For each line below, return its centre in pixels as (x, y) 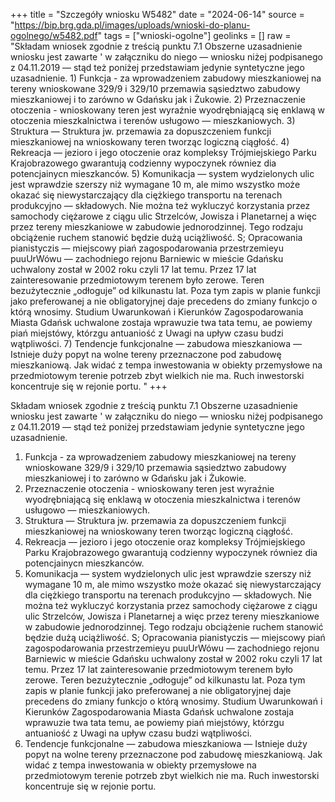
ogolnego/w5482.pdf (54, 35)
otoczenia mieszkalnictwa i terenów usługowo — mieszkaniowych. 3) (153, 120)
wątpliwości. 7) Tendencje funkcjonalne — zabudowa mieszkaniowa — (156, 343)
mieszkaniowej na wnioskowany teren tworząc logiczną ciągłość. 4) (150, 142)
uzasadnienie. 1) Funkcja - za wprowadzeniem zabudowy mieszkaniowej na (166, 78)
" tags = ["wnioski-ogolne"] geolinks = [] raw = (194, 35)
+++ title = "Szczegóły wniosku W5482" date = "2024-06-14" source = (157, 14)
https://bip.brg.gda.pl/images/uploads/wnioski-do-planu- (132, 25)
